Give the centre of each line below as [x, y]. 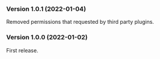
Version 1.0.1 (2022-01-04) [46, 9]
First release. [22, 50]
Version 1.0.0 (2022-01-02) [47, 38]
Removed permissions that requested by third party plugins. [80, 22]
